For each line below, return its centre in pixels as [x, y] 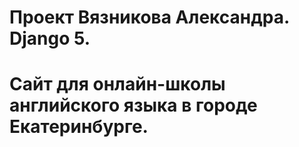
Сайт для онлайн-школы [117, 84]
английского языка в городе [133, 105]
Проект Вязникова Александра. [149, 17]
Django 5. [50, 38]
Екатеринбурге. [79, 127]
